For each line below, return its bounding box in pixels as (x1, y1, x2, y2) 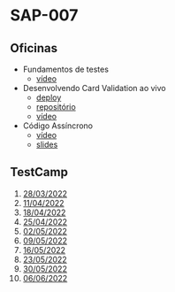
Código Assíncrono (22, 120, 94, 131)
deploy (35, 92, 62, 103)
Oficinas (10, 41, 58, 56)
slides (35, 139, 58, 150)
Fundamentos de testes (22, 64, 110, 74)
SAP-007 (10, 5, 79, 26)
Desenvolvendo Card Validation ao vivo (22, 83, 166, 93)
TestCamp (10, 165, 69, 180)
